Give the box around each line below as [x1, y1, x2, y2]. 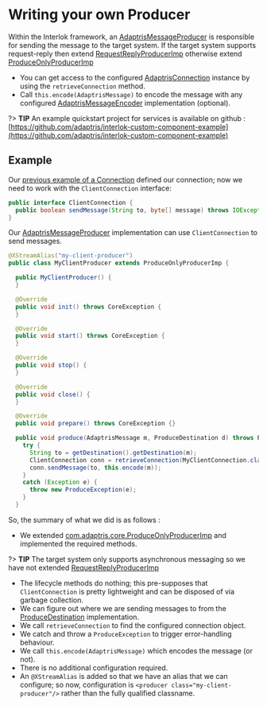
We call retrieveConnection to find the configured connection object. [19, 620, 246, 630]
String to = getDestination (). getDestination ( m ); [29, 449, 197, 457]
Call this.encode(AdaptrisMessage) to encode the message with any [19, 89, 243, 99]
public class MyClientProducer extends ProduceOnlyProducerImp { [8, 259, 229, 268]
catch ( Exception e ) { [22, 478, 98, 487]
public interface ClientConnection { [8, 198, 133, 206]
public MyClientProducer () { [15, 273, 112, 282]
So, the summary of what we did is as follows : [8, 515, 161, 524]
